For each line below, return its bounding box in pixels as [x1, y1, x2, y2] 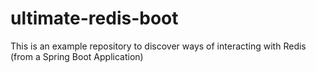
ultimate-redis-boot [10, 7, 179, 30]
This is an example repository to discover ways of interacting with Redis [10, 40, 307, 52]
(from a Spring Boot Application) [10, 50, 144, 62]
